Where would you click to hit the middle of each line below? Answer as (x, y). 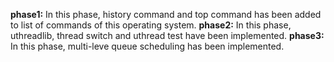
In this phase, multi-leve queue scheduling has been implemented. (147, 46)
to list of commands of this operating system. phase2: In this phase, (151, 25)
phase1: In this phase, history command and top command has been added (166, 14)
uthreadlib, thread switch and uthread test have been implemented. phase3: (167, 35)
